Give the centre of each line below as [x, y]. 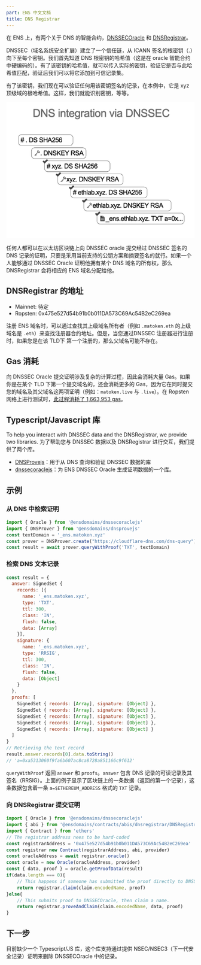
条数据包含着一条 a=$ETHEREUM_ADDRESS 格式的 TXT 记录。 [75, 788]
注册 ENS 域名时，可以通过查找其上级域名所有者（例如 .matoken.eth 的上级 [99, 326]
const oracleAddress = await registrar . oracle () [68, 856]
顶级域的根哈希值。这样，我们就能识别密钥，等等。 [69, 93]
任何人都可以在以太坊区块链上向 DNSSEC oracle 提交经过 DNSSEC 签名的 [97, 248]
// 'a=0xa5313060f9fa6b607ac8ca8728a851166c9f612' [71, 760]
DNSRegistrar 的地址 [45, 291]
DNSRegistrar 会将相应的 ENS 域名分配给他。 [62, 270]
